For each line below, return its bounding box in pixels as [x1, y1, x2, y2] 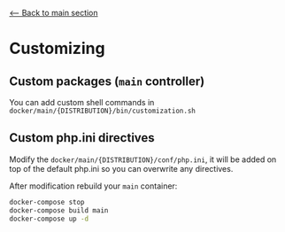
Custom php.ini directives [9, 130, 155, 145]
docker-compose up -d [9, 214, 89, 223]
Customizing [9, 39, 105, 58]
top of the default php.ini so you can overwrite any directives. [9, 163, 234, 174]
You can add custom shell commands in [9, 97, 155, 107]
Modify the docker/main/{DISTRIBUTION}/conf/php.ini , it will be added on [9, 154, 277, 165]
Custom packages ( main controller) [9, 73, 205, 89]
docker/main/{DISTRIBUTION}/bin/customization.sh [9, 106, 196, 115]
